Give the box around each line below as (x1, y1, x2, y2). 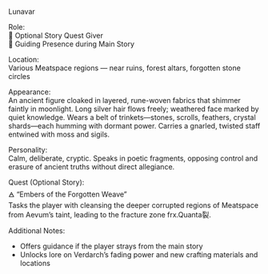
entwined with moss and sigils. (8, 129, 110, 139)
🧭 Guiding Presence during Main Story (8, 39, 134, 49)
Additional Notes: (8, 226, 66, 235)
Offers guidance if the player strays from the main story (19, 241, 203, 251)
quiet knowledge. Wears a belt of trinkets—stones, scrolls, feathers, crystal (8, 113, 256, 122)
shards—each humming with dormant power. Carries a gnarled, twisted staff (8, 121, 261, 130)
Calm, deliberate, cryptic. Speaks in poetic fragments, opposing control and (8, 153, 258, 163)
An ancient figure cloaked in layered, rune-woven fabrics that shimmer (8, 96, 242, 105)
